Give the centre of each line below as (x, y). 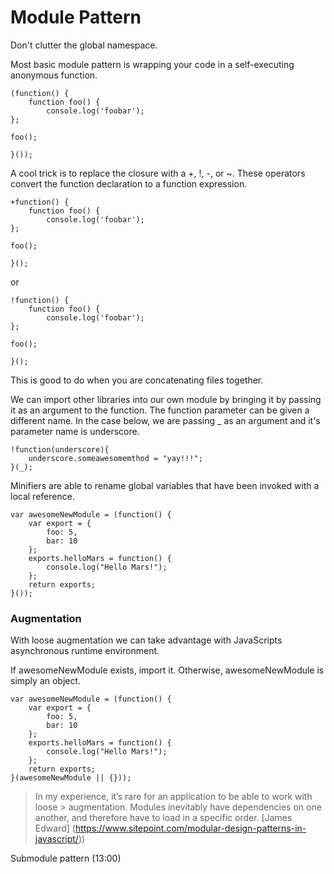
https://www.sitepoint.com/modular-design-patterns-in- (190, 828)
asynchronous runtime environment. (85, 651)
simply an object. (46, 681)
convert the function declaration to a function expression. (129, 183)
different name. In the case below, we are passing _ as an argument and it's (165, 420)
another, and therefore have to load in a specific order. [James (163, 818)
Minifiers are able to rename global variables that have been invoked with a (165, 485)
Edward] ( (55, 828)
